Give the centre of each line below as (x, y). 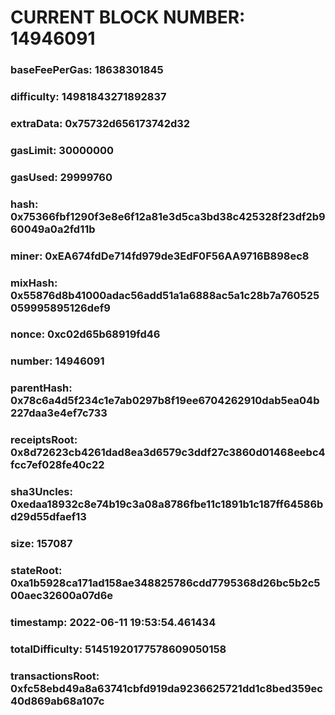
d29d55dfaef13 (48, 517)
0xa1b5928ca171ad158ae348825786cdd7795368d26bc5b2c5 (165, 583)
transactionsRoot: (55, 676)
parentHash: (41, 388)
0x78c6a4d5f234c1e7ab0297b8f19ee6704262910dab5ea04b (165, 401)
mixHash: (34, 283)
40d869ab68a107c (57, 701)
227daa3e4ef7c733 (59, 413)
